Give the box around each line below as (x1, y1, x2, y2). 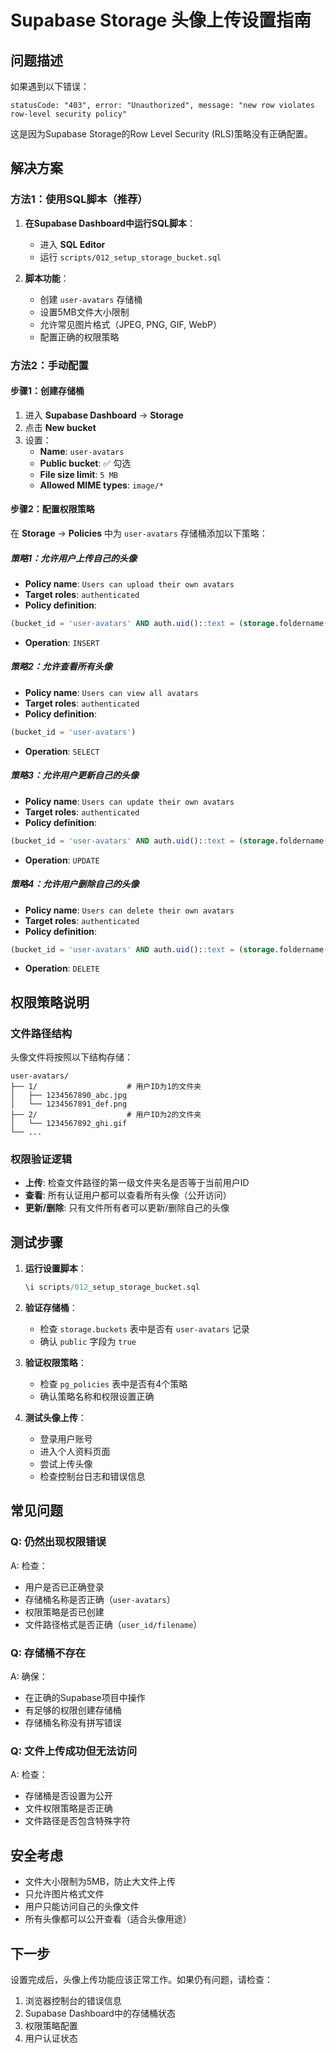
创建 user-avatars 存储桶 (39, 293, 143, 305)
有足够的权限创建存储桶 (24, 1704, 122, 1716)
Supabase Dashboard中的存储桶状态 (24, 2007, 176, 2019)
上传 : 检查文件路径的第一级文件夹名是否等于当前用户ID (24, 1177, 250, 1189)
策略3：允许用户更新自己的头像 (10, 769, 140, 781)
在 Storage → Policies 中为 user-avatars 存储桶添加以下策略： (10, 527, 268, 540)
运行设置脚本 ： (24, 1262, 87, 1275)
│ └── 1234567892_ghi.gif (10, 1119, 128, 1129)
